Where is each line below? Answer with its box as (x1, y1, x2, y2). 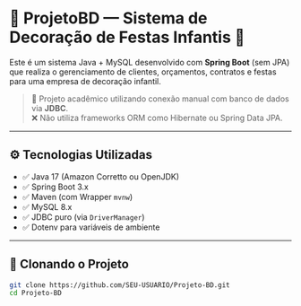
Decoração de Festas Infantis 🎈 (9, 27, 245, 48)
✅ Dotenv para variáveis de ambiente (21, 222, 160, 232)
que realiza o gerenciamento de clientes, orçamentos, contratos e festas (9, 66, 277, 77)
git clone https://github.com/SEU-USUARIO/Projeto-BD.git (9, 280, 230, 290)
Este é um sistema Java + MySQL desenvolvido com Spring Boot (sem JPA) (9, 57, 290, 67)
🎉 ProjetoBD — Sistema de (9, 8, 208, 29)
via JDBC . (30, 102, 69, 113)
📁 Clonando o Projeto (9, 257, 130, 272)
